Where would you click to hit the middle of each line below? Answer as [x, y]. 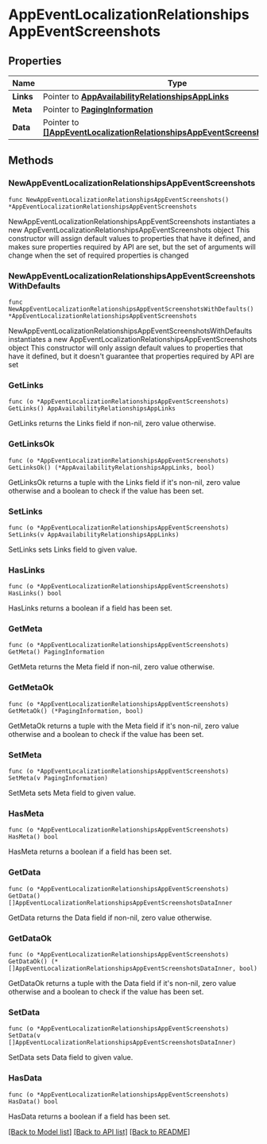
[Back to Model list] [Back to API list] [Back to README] [99, 1131]
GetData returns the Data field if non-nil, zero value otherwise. [110, 917]
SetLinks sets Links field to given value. [73, 549]
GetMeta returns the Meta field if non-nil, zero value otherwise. [112, 667]
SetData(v [25, 1036]
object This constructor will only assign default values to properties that [126, 347]
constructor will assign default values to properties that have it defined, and [132, 238]
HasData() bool [33, 1101]
